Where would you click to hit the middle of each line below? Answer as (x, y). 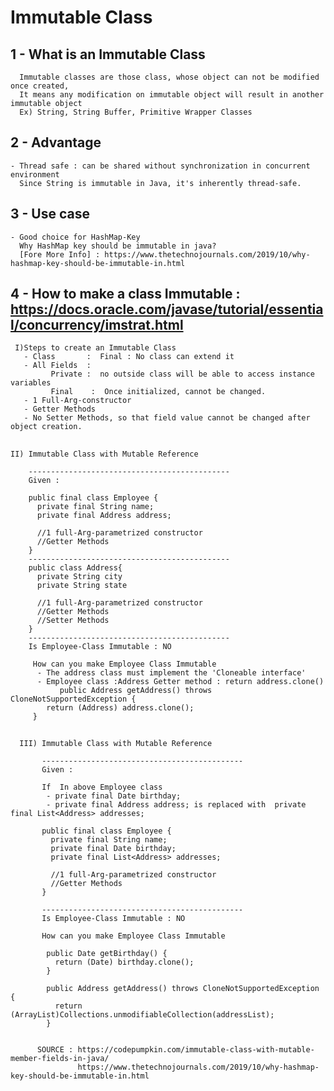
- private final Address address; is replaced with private (176, 805)
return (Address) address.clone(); (120, 707)
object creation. (46, 427)
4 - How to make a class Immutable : (125, 294)
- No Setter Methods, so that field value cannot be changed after (167, 418)
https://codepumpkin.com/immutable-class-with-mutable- (196, 1050)
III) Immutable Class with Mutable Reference (116, 744)
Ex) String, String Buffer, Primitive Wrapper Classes (136, 112)
